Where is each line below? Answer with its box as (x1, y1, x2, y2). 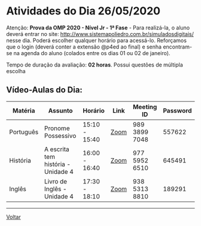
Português (9, 128, 39, 136)
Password (163, 106, 192, 114)
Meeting (132, 103, 157, 111)
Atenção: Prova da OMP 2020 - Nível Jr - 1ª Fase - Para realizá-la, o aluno (6, 24, 190, 31)
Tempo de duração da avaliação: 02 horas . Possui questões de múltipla (6, 61, 184, 68)
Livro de (44, 177, 68, 185)
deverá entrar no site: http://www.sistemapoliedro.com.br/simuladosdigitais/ (6, 30, 194, 37)
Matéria (13, 106, 35, 114)
